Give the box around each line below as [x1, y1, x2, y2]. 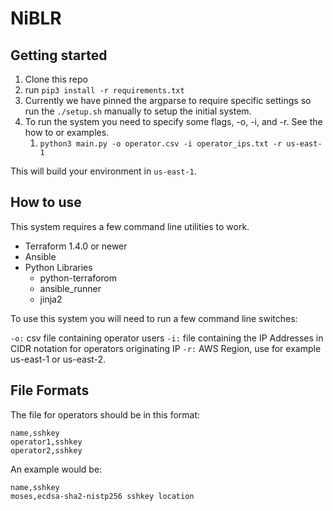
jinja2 [39, 293, 63, 305]
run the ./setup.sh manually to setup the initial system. [24, 105, 252, 117]
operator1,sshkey [10, 437, 83, 447]
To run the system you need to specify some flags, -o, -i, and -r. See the [24, 116, 323, 127]
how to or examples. [24, 127, 110, 138]
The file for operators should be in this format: [10, 408, 201, 421]
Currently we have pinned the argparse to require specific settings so [24, 95, 312, 106]
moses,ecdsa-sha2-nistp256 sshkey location [10, 491, 195, 501]
